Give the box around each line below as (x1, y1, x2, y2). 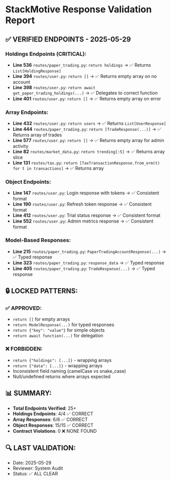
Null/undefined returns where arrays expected (12, 373, 111, 379)
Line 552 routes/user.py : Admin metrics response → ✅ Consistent (12, 218, 154, 224)
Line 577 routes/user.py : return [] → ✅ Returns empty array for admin (12, 137, 165, 144)
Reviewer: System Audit (12, 465, 63, 471)
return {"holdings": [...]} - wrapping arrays (12, 357, 112, 363)
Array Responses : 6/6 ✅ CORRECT (12, 416, 88, 423)
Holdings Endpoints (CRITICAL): (5, 50, 87, 57)
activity (12, 143, 29, 149)
